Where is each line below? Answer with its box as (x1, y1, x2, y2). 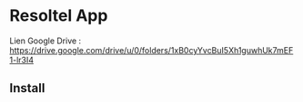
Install (9, 80, 45, 96)
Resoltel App (9, 5, 108, 26)
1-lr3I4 (9, 54, 35, 65)
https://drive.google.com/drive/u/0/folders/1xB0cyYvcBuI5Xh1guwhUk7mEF (9, 44, 294, 55)
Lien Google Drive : (9, 35, 82, 46)
